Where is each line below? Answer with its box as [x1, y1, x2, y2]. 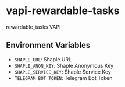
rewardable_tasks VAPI [6, 23, 61, 30]
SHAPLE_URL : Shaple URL [14, 55, 72, 62]
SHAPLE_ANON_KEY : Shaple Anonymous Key [14, 62, 114, 69]
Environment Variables [6, 40, 91, 50]
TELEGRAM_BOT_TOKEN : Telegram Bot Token [14, 74, 113, 81]
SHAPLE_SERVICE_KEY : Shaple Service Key [14, 68, 112, 75]
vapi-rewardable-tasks [6, 4, 120, 18]
